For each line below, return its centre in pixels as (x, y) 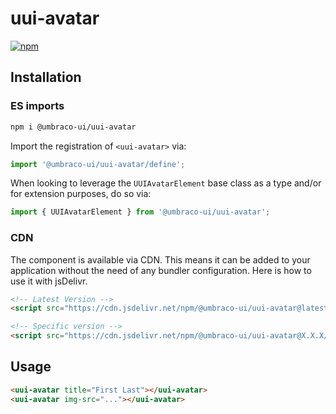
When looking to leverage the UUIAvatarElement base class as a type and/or (166, 183)
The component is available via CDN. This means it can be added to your (160, 259)
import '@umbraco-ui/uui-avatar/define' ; (98, 164)
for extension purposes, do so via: (81, 194)
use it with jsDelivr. (49, 281)
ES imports (37, 106)
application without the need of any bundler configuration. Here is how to (161, 270)
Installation (46, 77)
